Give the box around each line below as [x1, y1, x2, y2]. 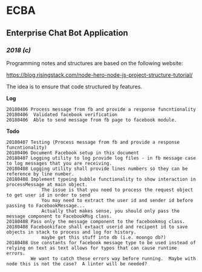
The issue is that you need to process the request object [41, 187, 194, 193]
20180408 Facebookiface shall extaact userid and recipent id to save [6, 224, 188, 230]
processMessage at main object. [6, 181, 88, 187]
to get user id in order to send [6, 192, 91, 198]
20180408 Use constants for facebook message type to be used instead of [6, 239, 197, 245]
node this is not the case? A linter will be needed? [6, 261, 148, 267]
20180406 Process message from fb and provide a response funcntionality [6, 106, 197, 112]
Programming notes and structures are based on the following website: [6, 59, 183, 66]
